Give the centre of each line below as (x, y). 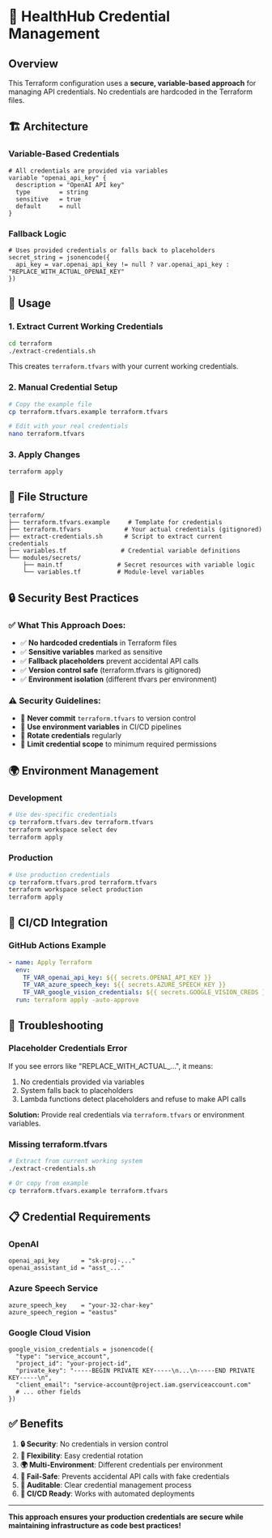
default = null (49, 206)
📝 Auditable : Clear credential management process (106, 1485)
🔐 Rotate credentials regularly (71, 736)
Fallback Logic (38, 233)
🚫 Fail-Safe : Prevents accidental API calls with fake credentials (125, 1476)
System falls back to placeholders (76, 1090)
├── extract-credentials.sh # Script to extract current (115, 537)
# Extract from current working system (76, 1161)
